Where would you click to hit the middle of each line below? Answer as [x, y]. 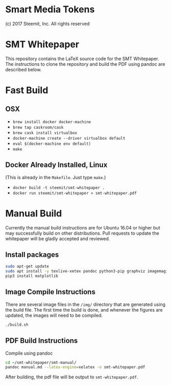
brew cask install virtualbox [45, 133]
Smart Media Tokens [50, 9]
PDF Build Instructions [42, 341]
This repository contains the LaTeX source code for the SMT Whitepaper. [82, 59]
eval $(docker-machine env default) [52, 144]
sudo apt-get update [27, 266]
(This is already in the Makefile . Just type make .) [56, 177]
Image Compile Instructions [50, 292]
